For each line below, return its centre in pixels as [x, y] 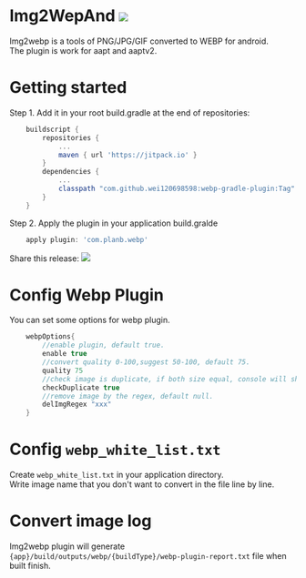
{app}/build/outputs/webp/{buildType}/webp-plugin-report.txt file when [148, 556]
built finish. [31, 566]
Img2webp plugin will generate [67, 546]
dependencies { [71, 172]
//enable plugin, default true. [104, 345]
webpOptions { [51, 337]
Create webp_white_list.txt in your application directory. [117, 475]
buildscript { [52, 129]
